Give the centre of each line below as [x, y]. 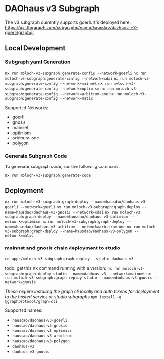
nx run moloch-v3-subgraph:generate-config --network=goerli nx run [76, 73]
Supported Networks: [27, 107]
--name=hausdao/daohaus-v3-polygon [96, 231]
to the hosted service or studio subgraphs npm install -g [63, 297]
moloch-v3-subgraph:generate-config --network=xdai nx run [66, 78]
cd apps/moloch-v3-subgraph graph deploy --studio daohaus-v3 [69, 259]
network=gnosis [21, 282]
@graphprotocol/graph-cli [31, 302]
